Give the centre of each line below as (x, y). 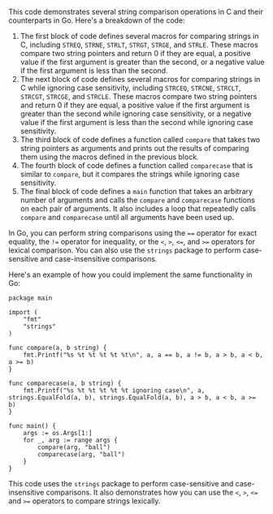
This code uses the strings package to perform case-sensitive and (121, 484)
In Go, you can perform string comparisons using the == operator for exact (133, 233)
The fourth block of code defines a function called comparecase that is (136, 165)
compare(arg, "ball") (74, 447)
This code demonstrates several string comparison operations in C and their (136, 12)
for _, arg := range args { (70, 440)
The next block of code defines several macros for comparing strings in (140, 79)
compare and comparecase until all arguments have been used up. (127, 217)
